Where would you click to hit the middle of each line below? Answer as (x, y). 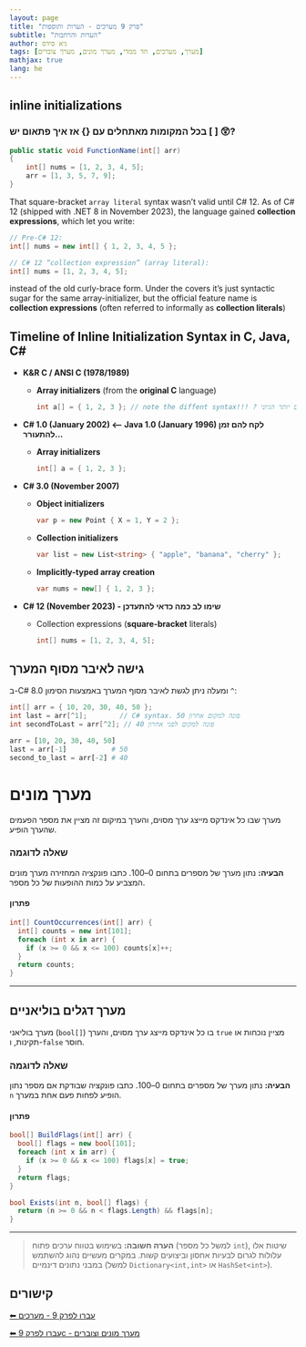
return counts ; (46, 965)
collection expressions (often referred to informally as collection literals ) (148, 308)
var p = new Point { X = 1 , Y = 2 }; (108, 520)
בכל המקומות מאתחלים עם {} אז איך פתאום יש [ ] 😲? (122, 131)
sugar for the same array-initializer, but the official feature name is (133, 298)
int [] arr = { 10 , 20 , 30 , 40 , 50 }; (81, 707)
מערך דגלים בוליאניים (68, 1010)
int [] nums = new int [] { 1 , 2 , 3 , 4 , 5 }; (93, 246)
